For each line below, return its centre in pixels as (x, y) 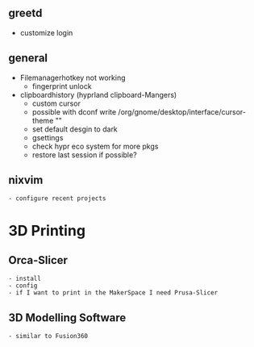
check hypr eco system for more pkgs (95, 146)
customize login (46, 32)
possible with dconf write (74, 111)
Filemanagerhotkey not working (73, 77)
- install (25, 279)
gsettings (48, 137)
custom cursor (56, 103)
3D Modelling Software (67, 318)
